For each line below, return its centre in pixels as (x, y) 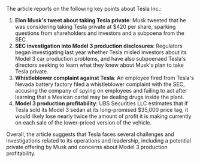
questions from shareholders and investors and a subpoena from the (99, 33)
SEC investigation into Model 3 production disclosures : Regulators (99, 46)
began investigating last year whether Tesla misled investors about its (101, 52)
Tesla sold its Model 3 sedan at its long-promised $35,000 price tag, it (101, 110)
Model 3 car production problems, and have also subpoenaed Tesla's (100, 59)
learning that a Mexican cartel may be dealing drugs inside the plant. (99, 97)
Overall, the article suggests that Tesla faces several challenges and (90, 134)
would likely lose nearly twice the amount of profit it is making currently (103, 116)
